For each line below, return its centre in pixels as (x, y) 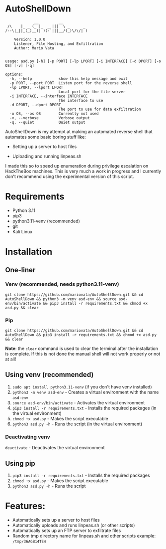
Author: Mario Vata (34, 48)
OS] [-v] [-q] (20, 65)
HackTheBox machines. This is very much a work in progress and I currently (83, 171)
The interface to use (81, 100)
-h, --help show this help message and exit (69, 79)
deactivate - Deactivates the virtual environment (55, 448)
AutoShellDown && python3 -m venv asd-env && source (61, 299)
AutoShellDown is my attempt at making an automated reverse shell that (79, 131)
